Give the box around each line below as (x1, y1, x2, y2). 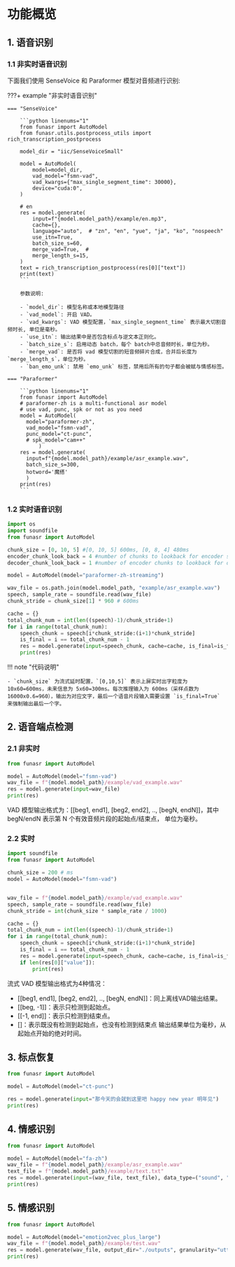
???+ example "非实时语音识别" (7, 91, 98, 99)
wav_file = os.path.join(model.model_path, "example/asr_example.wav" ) (7, 585, 220, 592)
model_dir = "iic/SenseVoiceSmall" (20, 148, 124, 155)
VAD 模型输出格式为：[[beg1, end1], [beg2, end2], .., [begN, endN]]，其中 (7, 806, 219, 814)
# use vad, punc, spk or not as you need (20, 406, 142, 413)
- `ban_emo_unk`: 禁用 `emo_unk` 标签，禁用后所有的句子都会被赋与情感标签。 (20, 363, 227, 370)
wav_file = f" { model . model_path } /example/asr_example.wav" (7, 1161, 183, 1168)
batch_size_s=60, (32, 239, 83, 247)
